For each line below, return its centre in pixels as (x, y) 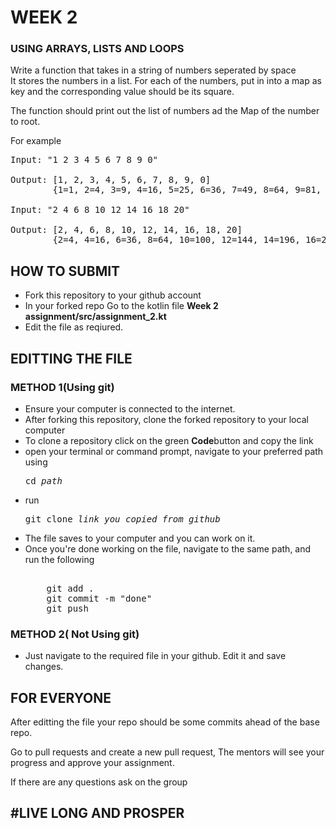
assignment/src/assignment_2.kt (95, 317)
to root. (25, 122)
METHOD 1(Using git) (62, 387)
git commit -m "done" (99, 598)
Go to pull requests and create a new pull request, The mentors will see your (167, 752)
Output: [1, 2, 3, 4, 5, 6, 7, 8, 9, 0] (111, 180)
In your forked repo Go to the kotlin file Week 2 (121, 306)
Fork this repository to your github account (113, 295)
